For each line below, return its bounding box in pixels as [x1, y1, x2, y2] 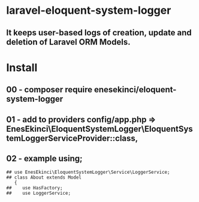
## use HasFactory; [6, 185, 63, 191]
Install [6, 61, 38, 74]
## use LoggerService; [6, 190, 71, 197]
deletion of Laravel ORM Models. [6, 37, 131, 47]
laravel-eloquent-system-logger [6, 4, 171, 17]
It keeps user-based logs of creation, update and [6, 28, 192, 38]
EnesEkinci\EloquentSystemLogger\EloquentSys [6, 123, 193, 134]
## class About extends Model [6, 174, 82, 180]
